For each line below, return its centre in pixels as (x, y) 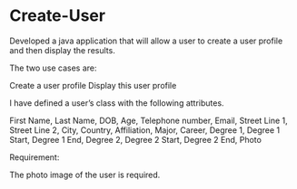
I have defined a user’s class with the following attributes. (117, 103)
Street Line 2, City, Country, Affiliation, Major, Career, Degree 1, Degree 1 (145, 130)
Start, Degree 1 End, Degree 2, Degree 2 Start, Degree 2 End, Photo (135, 139)
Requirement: (35, 157)
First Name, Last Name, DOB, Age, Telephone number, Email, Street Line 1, (148, 120)
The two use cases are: (53, 68)
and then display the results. (62, 50)
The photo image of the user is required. (85, 175)
